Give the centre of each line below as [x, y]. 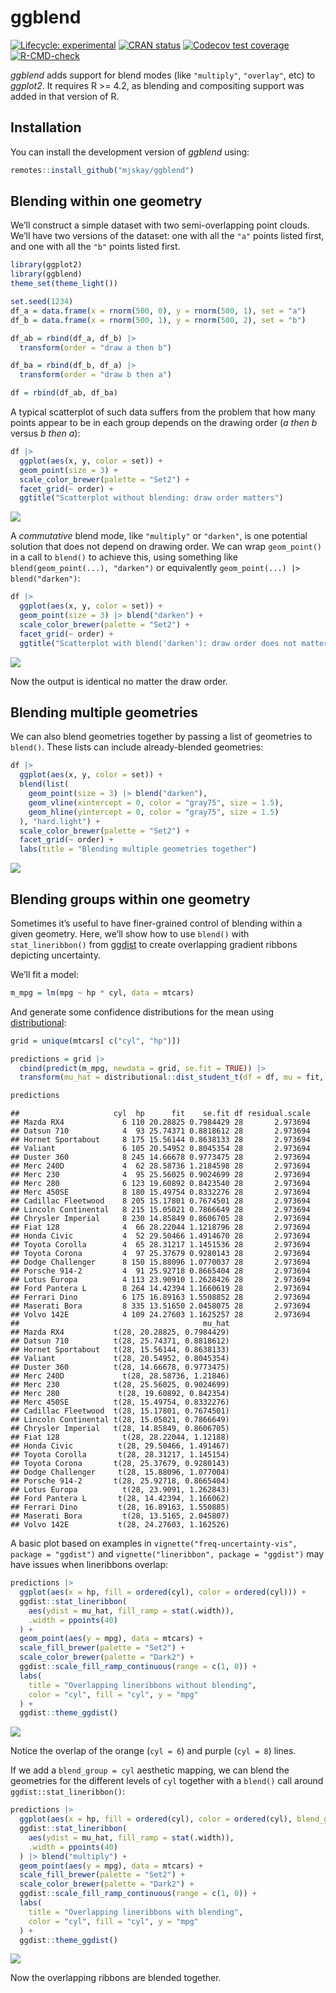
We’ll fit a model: [44, 974]
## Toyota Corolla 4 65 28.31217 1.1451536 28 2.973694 [160, 1245]
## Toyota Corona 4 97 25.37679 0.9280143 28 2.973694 [160, 1254]
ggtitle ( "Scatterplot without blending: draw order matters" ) [151, 498]
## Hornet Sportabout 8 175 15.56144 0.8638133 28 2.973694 [160, 1140]
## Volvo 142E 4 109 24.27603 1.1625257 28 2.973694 [160, 1315]
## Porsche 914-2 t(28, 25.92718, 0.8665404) [120, 1481]
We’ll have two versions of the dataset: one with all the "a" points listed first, [167, 236]
